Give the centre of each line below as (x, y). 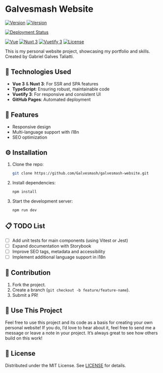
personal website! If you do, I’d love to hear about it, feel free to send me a (80, 327)
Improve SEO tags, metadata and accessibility (59, 251)
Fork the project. (29, 285)
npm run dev (24, 210)
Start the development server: (42, 201)
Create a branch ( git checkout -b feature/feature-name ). (71, 290)
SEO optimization (30, 137)
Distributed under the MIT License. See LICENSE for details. (66, 365)
